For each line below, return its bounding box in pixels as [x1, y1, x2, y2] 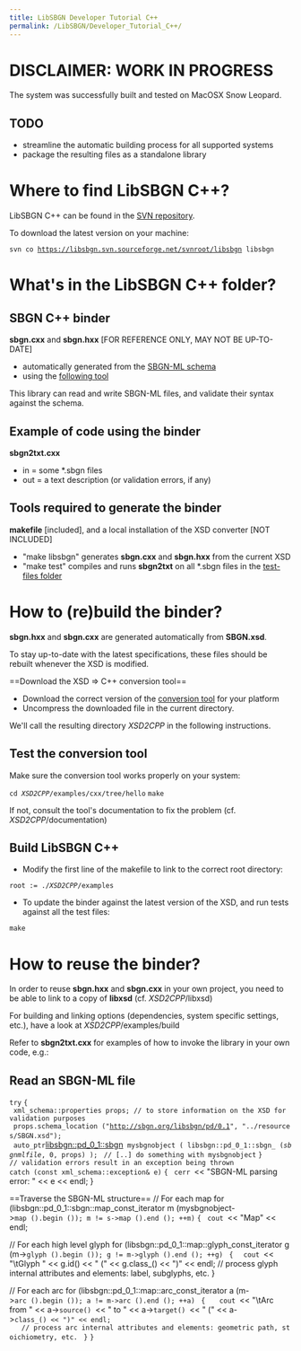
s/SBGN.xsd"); [9, 1132, 63, 1141]
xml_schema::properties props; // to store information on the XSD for [13, 1106, 287, 1116]
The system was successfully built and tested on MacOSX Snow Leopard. [9, 90, 282, 101]
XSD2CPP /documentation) [9, 814, 107, 825]
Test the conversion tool [9, 746, 148, 761]
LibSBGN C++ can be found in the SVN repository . [9, 210, 195, 221]
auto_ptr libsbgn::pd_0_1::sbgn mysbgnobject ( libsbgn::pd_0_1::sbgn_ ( [13, 1139, 284, 1150]
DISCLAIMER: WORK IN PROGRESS [9, 60, 274, 81]
